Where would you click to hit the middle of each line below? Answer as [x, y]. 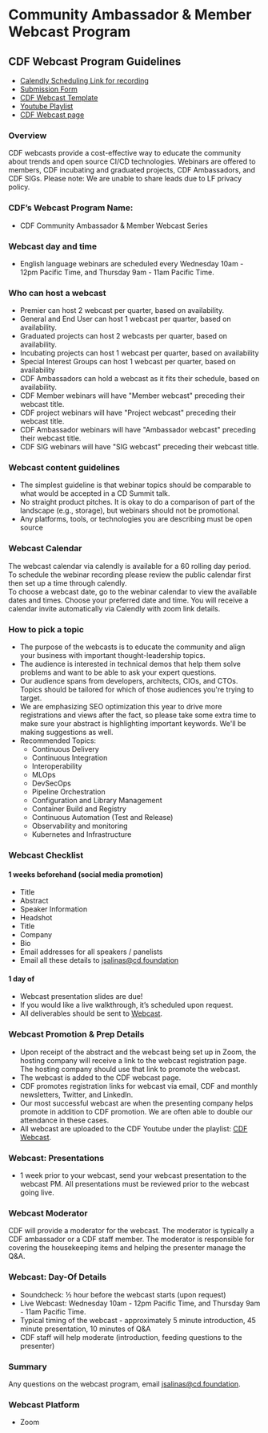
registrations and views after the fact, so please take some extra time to [138, 715]
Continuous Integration [70, 758]
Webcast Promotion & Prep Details [76, 1034]
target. [31, 698]
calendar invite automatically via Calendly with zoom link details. [114, 608]
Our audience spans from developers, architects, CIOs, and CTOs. [129, 681]
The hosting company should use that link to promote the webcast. [130, 1069]
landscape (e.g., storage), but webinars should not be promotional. [130, 510]
